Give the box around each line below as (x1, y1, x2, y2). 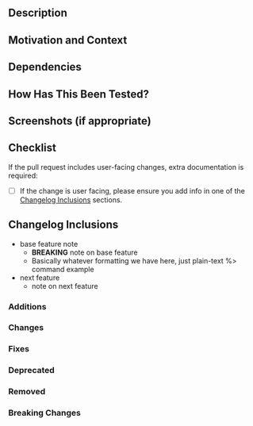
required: (8, 171, 38, 180)
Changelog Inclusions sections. (19, 194, 123, 205)
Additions (8, 301, 47, 312)
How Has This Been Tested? (8, 87, 149, 101)
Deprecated (8, 365, 56, 376)
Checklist (8, 141, 57, 155)
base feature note (19, 239, 79, 248)
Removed (8, 386, 46, 397)
